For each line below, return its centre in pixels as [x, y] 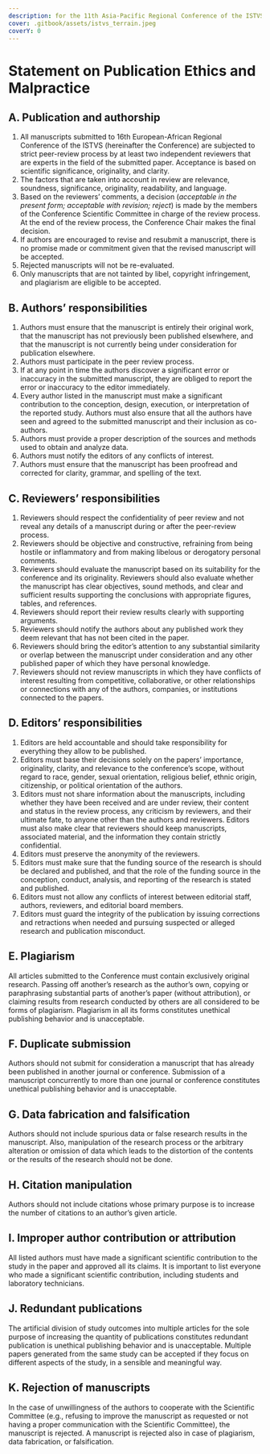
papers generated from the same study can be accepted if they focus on [129, 1354]
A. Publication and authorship [84, 117]
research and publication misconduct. [83, 931]
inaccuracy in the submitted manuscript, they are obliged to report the [136, 379]
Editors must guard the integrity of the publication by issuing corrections [140, 914]
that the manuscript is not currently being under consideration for [128, 344]
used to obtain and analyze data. [74, 448]
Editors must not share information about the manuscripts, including [132, 794]
